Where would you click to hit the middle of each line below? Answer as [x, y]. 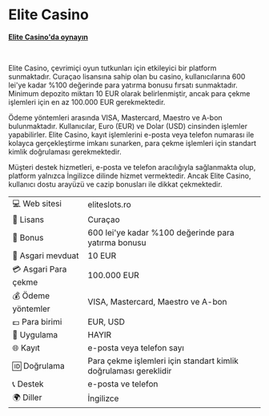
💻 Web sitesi [37, 204]
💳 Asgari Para [40, 269]
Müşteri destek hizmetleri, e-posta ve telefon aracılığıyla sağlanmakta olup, [132, 167]
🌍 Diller [27, 397]
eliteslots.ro [110, 204]
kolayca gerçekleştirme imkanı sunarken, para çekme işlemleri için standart [132, 143]
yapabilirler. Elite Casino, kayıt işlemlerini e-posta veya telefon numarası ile [131, 135]
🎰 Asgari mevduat [46, 256]
